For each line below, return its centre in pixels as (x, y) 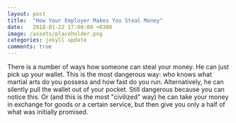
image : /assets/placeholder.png (55, 34)
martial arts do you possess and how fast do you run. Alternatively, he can (116, 82)
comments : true (30, 47)
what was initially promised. (48, 112)
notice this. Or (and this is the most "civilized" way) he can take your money (118, 97)
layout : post (27, 14)
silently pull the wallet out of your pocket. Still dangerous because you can (116, 89)
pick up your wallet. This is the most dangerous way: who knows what (110, 74)
